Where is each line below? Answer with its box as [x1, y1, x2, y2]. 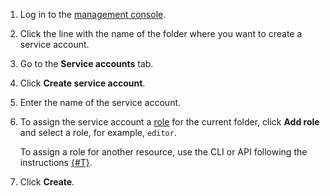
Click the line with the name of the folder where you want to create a [19, 28, 303, 39]
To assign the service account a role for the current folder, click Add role [19, 116, 320, 128]
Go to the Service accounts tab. [19, 58, 154, 69]
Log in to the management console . [19, 9, 167, 20]
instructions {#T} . [19, 157, 93, 168]
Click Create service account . [19, 77, 146, 89]
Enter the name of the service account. [19, 97, 182, 108]
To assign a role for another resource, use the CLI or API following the [19, 146, 308, 158]
